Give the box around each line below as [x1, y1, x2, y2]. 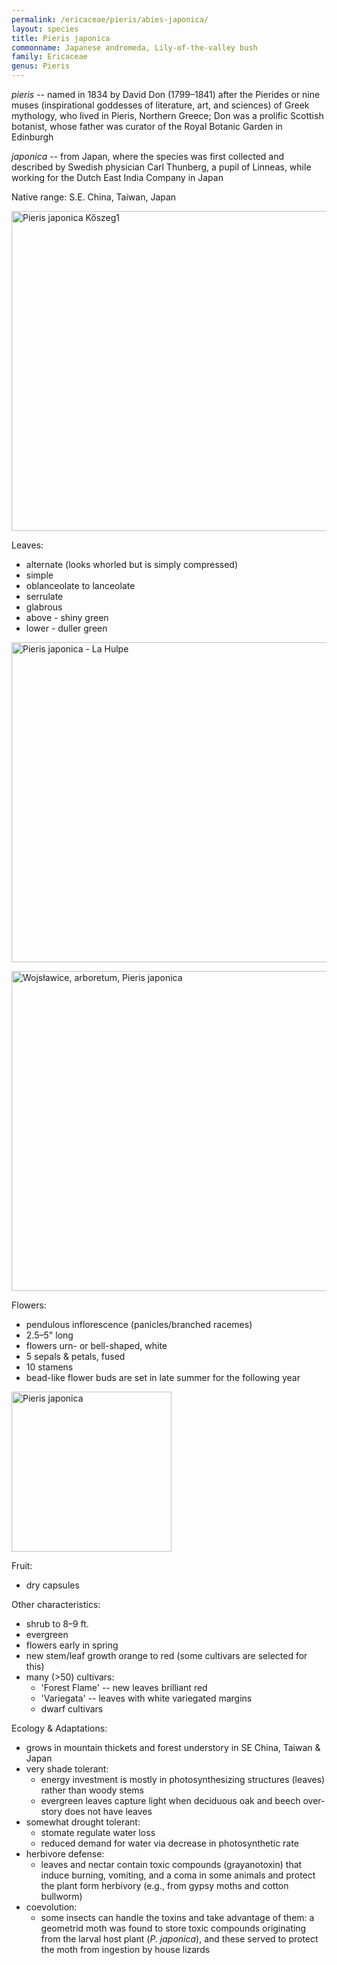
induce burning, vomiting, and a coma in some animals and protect [40, 1869, 316, 1881]
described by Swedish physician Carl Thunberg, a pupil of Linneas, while [11, 161, 312, 173]
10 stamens [25, 1361, 74, 1373]
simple [25, 569, 54, 581]
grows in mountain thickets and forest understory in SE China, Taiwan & [25, 1742, 321, 1753]
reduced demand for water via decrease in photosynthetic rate [40, 1837, 299, 1849]
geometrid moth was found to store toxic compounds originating [40, 1922, 307, 1934]
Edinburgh [11, 131, 54, 143]
